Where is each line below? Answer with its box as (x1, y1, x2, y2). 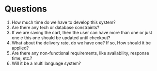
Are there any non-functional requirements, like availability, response (11, 50, 149, 56)
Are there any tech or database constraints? (11, 24, 100, 30)
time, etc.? (11, 55, 32, 61)
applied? (11, 45, 29, 51)
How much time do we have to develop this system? (11, 19, 116, 25)
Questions (4, 3, 47, 14)
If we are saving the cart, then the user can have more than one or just (11, 29, 152, 35)
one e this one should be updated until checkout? (11, 35, 110, 41)
